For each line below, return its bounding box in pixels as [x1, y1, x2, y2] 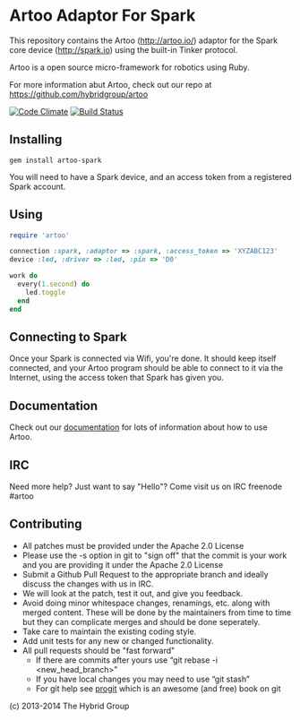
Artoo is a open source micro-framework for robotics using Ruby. [9, 62, 250, 73]
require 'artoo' [9, 230, 70, 240]
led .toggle [25, 287, 66, 296]
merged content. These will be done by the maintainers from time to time [21, 606, 292, 618]
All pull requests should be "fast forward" [21, 645, 176, 656]
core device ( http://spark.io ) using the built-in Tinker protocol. [9, 44, 238, 55]
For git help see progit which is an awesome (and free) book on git [35, 682, 281, 694]
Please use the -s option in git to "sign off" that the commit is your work [21, 550, 287, 561]
